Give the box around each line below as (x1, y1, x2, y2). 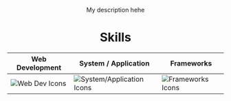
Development (16, 63, 62, 72)
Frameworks (170, 58, 212, 68)
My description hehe (86, 6, 145, 14)
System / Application (78, 58, 150, 68)
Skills (99, 30, 132, 45)
